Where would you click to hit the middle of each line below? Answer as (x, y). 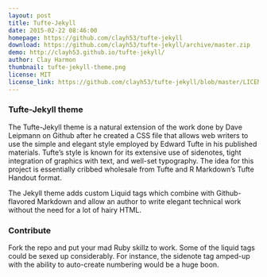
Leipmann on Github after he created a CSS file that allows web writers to (128, 135)
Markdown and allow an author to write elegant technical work (139, 201)
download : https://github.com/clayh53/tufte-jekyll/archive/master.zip (129, 45)
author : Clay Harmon (43, 60)
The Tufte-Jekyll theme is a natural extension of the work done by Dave (125, 127)
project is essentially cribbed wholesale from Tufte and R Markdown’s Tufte (131, 169)
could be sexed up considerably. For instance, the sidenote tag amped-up (129, 256)
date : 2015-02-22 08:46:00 (53, 30)
